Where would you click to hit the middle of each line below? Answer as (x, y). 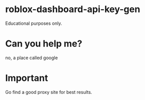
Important (27, 78)
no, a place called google (32, 58)
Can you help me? (44, 44)
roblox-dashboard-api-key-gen (73, 9)
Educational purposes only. (34, 23)
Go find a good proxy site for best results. (49, 92)
